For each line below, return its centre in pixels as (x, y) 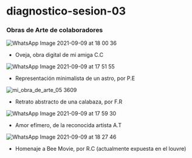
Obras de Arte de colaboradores (55, 30)
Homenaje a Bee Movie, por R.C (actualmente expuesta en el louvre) (101, 149)
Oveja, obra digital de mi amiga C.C (59, 55)
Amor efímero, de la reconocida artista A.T (68, 125)
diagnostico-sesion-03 (66, 11)
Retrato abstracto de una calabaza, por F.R (69, 102)
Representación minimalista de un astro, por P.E (75, 78)
